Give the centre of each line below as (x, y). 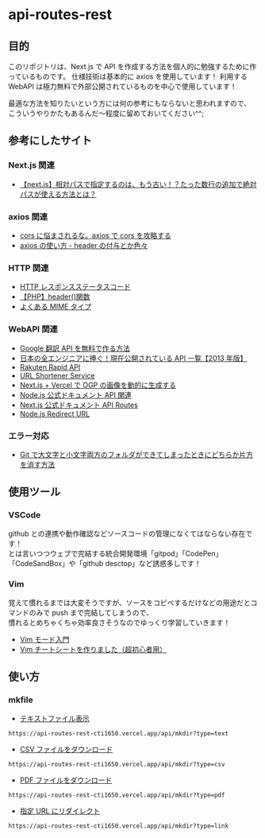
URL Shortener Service (57, 375)
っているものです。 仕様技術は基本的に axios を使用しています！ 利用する (128, 76)
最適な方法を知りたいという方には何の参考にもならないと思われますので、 (130, 103)
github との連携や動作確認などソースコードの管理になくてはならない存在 (127, 533)
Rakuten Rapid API (50, 367)
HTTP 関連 (29, 268)
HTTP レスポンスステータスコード (75, 287)
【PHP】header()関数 (55, 297)
